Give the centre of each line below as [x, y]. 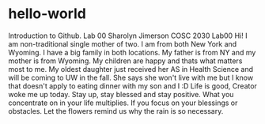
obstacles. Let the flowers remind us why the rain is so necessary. [116, 111]
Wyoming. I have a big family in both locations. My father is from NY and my [132, 52]
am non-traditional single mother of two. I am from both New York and [123, 43]
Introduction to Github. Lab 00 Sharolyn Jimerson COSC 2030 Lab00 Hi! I [128, 36]
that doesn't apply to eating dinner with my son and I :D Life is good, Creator [132, 86]
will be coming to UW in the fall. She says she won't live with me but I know [131, 77]
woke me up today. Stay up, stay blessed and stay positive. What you [121, 94]
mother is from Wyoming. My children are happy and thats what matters [125, 61]
